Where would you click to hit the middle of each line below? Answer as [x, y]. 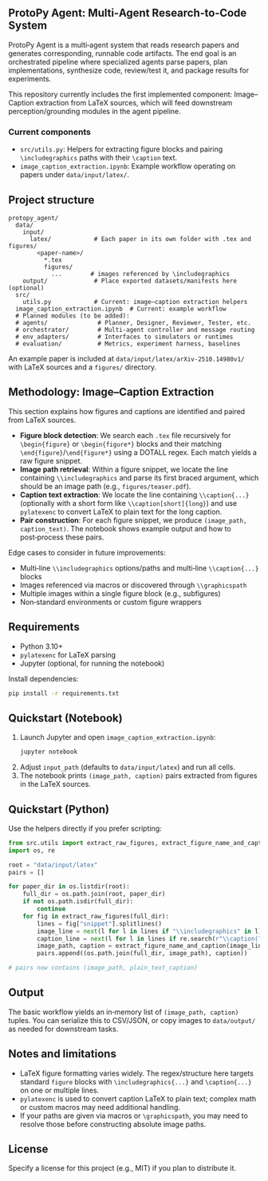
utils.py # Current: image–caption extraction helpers [135, 302]
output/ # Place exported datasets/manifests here [130, 281]
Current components [50, 132]
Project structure [51, 200]
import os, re [32, 850]
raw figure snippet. [51, 460]
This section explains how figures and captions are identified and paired [127, 411]
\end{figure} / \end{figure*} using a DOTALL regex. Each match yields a [138, 452]
